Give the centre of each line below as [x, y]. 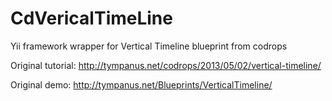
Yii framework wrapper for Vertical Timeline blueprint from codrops [149, 46]
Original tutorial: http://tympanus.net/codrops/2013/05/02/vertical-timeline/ [166, 65]
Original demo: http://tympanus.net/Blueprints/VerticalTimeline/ [141, 84]
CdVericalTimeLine [91, 18]
